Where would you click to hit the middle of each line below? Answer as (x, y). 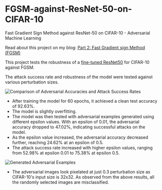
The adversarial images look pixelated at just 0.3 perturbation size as (81, 171)
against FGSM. (20, 67)
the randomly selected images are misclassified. (61, 182)
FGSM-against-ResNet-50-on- (69, 9)
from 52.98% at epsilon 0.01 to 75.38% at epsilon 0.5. (66, 153)
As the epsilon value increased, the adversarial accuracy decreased (80, 137)
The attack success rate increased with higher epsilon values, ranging (82, 148)
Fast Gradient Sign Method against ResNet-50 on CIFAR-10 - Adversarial (78, 33)
